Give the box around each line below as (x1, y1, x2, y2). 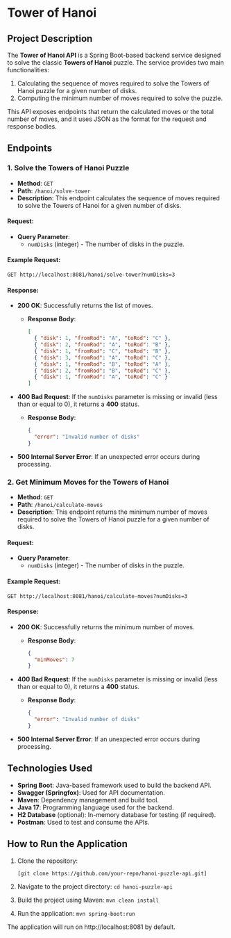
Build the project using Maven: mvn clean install (17, 896, 160, 905)
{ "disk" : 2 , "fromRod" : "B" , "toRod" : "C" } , (33, 367, 171, 374)
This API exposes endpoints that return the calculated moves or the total (7, 108, 214, 115)
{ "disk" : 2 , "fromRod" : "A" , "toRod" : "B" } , (33, 341, 171, 348)
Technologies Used (7, 763, 92, 775)
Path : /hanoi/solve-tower (17, 186, 91, 195)
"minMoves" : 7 (33, 656, 75, 663)
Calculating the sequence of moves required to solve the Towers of (17, 79, 209, 88)
